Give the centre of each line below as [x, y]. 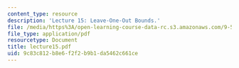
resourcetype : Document [43, 40]
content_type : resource [43, 14]
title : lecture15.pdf [39, 47]
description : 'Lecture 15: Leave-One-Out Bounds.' [84, 21]
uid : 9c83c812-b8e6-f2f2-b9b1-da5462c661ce [73, 54]
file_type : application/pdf [49, 34]
